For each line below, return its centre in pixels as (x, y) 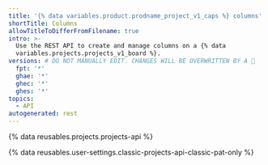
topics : (21, 99)
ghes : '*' (32, 91)
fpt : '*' (30, 69)
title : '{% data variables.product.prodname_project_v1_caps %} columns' (136, 16)
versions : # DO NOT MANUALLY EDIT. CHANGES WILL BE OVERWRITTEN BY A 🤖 (132, 61)
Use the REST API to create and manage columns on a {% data (121, 46)
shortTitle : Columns (43, 23)
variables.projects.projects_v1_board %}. (88, 53)
